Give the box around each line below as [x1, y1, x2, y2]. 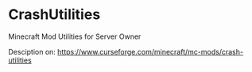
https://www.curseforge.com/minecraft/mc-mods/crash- [56, 47, 244, 56]
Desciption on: [8, 47, 56, 56]
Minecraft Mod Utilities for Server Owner [8, 32, 142, 41]
